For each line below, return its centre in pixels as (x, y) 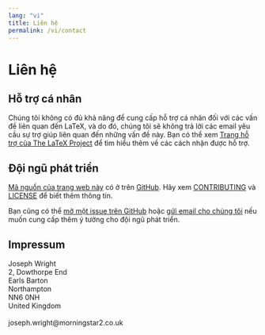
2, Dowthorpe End (38, 272)
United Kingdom (35, 306)
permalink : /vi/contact (47, 30)
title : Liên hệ (33, 23)
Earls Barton (28, 280)
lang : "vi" (26, 15)
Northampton (30, 289)
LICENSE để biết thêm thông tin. (61, 196)
